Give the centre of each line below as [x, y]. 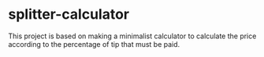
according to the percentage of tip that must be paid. [94, 44]
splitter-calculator [69, 14]
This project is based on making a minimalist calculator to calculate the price [132, 36]
